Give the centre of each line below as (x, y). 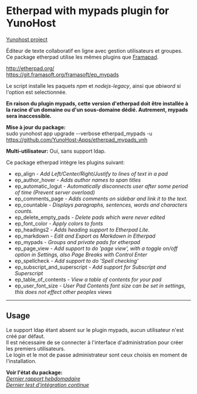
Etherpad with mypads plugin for (88, 11)
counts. (24, 211)
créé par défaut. (26, 336)
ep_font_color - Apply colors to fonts (59, 223)
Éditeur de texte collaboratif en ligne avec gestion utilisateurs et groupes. (94, 50)
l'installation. (21, 361)
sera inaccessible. (29, 116)
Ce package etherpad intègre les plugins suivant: (65, 162)
